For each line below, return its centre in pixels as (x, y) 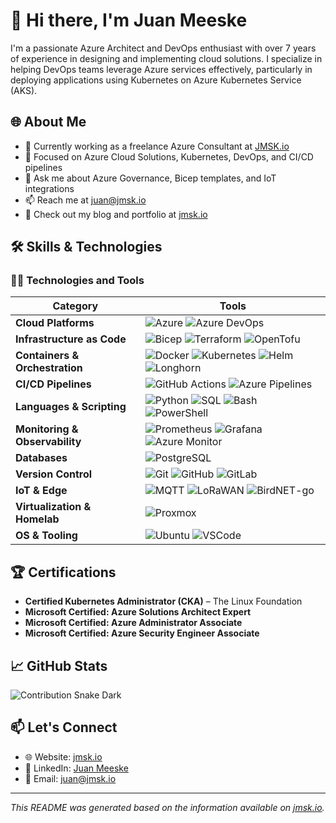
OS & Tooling (46, 536)
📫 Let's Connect (64, 727)
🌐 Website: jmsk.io (63, 756)
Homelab (37, 519)
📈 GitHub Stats (59, 665)
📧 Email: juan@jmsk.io (70, 778)
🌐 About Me (48, 122)
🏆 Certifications (63, 572)
